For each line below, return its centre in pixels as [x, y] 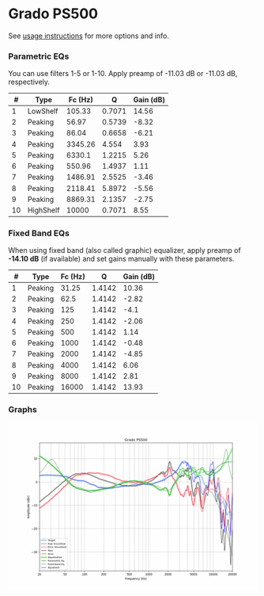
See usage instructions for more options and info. [89, 36]
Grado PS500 [53, 14]
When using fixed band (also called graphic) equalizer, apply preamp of [124, 250]
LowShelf [43, 111]
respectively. [29, 82]
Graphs [23, 410]
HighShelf [43, 210]
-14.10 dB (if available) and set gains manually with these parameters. [121, 259]
